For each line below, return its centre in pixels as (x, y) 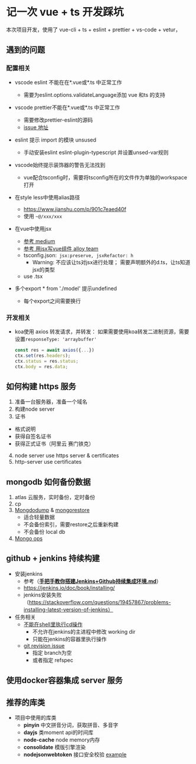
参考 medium (39, 241)
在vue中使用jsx (33, 228)
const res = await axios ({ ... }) (54, 350)
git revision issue (44, 645)
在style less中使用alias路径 (47, 197)
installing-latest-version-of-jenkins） (68, 609)
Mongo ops (29, 539)
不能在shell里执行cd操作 (53, 624)
